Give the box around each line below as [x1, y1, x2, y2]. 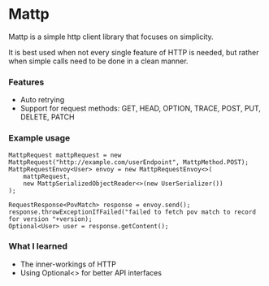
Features [8, 76, 45, 88]
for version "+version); [8, 214, 93, 223]
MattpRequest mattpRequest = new [8, 151, 122, 159]
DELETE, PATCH [20, 112, 75, 122]
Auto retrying [20, 95, 65, 105]
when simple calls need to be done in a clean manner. [8, 56, 189, 66]
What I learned [8, 240, 67, 252]
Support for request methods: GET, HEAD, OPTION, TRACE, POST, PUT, [20, 103, 262, 114]
